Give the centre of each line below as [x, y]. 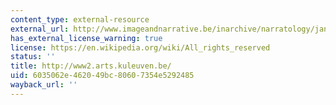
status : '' [33, 57]
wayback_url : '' [44, 85]
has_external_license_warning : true [86, 38]
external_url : [40, 29]
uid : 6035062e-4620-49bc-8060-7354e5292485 [102, 76]
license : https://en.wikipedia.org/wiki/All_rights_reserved [140, 47]
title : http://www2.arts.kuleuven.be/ [91, 66]
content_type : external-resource [80, 19]
